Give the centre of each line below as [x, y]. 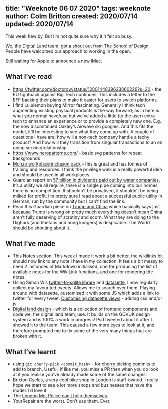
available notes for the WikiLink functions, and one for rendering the [83, 272]
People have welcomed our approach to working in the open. [68, 51]
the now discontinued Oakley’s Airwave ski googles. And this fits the [83, 126]
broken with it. [27, 336]
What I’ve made [30, 244]
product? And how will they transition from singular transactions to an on [88, 142]
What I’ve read [29, 77]
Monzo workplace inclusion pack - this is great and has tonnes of [80, 163]
